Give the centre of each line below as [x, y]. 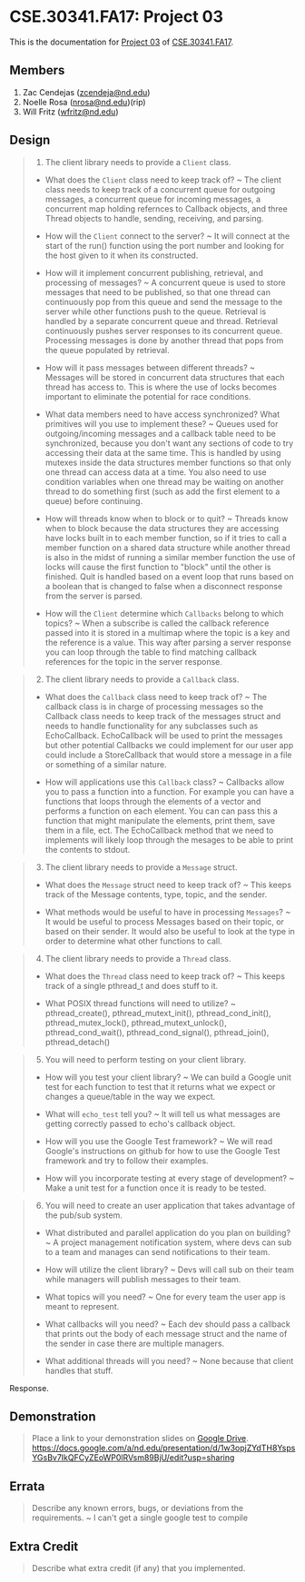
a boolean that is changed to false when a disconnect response [164, 586]
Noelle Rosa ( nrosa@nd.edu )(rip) [84, 102]
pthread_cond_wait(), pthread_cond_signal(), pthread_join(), [157, 1032]
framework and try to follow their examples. [127, 1161]
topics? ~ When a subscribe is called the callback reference [157, 623]
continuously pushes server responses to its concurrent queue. [164, 331]
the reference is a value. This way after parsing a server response [168, 642]
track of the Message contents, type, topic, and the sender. [156, 894]
